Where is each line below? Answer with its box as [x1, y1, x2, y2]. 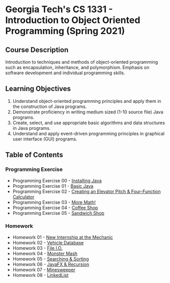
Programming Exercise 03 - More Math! [12, 199, 96, 205]
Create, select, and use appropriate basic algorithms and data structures [12, 120, 165, 126]
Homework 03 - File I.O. [12, 245, 63, 251]
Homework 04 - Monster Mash [12, 250, 78, 257]
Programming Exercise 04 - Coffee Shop [12, 205, 98, 211]
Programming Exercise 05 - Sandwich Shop [12, 210, 104, 216]
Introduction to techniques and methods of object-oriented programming [5, 59, 158, 65]
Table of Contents [5, 151, 64, 159]
